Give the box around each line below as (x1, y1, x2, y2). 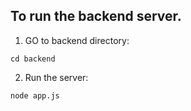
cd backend (10, 54, 56, 64)
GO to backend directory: (24, 34, 130, 46)
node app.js (10, 90, 60, 101)
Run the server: (24, 71, 89, 83)
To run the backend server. (10, 8, 182, 25)
